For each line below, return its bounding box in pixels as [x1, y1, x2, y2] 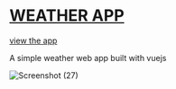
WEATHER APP [9, 5, 125, 26]
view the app [9, 35, 58, 46]
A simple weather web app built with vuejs [9, 52, 167, 63]
